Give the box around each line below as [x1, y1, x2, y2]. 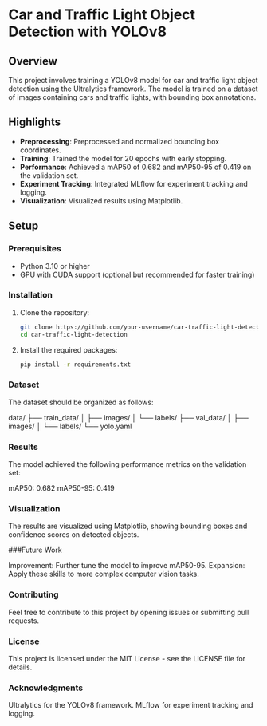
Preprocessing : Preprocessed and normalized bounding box [19, 136, 220, 146]
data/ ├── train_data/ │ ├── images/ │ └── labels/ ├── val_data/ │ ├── [8, 412, 249, 422]
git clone [19, 323, 53, 331]
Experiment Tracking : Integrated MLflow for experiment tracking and [19, 179, 249, 188]
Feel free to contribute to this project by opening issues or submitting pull [8, 607, 249, 617]
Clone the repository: [19, 307, 90, 317]
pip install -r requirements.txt [19, 361, 132, 369]
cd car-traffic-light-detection [19, 330, 128, 338]
